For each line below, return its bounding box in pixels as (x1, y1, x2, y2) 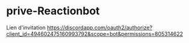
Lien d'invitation (6, 24, 46, 31)
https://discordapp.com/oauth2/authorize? (47, 24, 153, 31)
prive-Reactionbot (6, 4, 101, 18)
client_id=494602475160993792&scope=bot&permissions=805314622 (6, 30, 184, 37)
